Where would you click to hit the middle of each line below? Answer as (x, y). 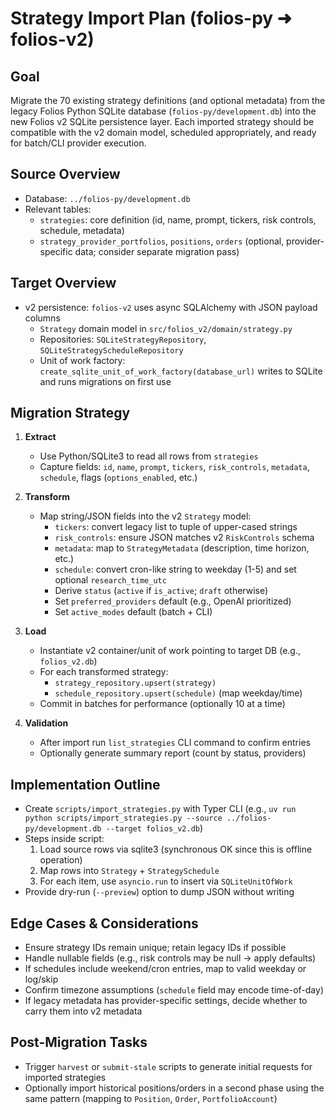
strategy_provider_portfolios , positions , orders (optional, (162, 241)
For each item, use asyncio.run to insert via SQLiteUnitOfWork (166, 881)
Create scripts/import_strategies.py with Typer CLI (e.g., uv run (160, 809)
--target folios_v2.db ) (154, 828)
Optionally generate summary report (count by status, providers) (173, 753)
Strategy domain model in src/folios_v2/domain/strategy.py (166, 328)
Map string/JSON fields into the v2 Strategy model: (145, 516)
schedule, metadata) (82, 230)
